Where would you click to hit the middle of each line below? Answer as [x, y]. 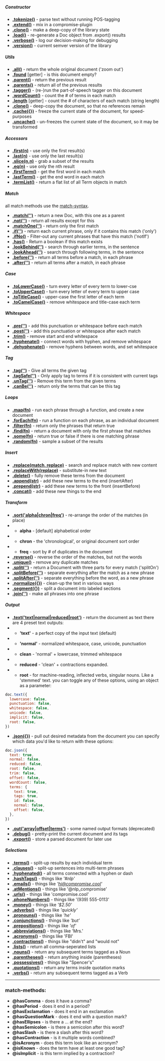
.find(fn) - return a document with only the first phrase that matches [82, 431]
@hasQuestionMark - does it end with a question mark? [69, 1017]
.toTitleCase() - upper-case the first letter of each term [68, 296]
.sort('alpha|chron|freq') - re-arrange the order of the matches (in [80, 515]
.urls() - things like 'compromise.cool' [51, 894]
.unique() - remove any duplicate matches [55, 562]
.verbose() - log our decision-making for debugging [65, 40]
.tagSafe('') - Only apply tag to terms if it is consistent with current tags [85, 375]
